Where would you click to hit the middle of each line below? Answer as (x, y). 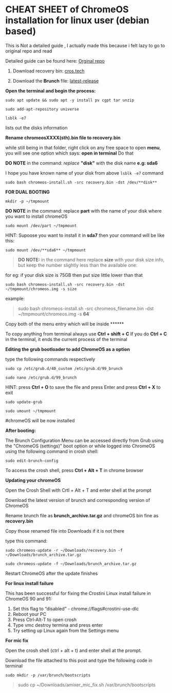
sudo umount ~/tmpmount (31, 411)
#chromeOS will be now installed (40, 420)
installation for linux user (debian (77, 20)
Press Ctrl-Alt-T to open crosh (45, 620)
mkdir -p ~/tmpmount (27, 201)
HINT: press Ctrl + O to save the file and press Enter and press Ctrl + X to (83, 387)
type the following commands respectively (50, 359)
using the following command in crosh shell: (52, 451)
